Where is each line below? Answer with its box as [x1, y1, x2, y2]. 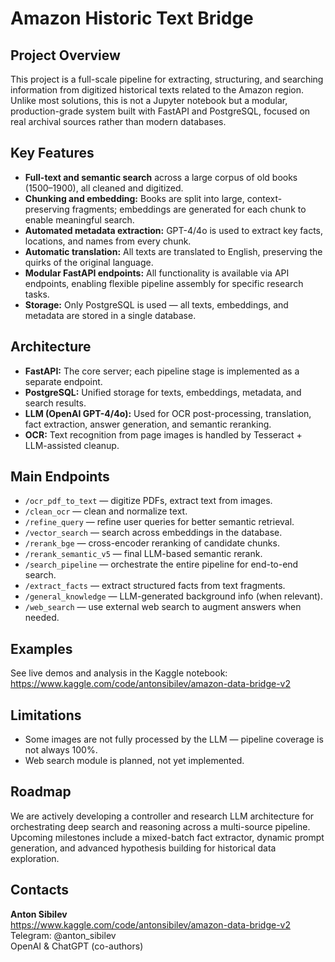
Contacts [10, 882, 70, 899]
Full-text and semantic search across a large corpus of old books [24, 171, 298, 183]
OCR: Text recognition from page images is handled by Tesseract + [24, 428, 303, 441]
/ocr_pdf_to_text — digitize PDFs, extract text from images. [24, 495, 273, 507]
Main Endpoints [10, 468, 110, 486]
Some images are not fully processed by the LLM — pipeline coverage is [24, 733, 324, 746]
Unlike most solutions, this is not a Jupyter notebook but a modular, [10, 95, 288, 106]
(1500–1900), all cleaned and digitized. [24, 182, 184, 194]
